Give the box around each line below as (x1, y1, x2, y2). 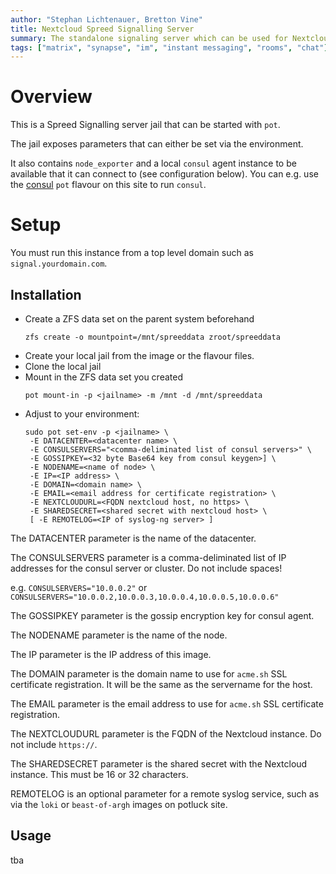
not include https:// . (10, 738, 98, 750)
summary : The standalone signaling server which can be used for (10, 33, 288, 43)
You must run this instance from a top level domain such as (10, 247, 254, 259)
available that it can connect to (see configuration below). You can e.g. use (10, 168, 319, 180)
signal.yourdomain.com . (10, 257, 108, 270)
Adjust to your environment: (24, 407, 140, 420)
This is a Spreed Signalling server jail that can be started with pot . (10, 119, 281, 131)
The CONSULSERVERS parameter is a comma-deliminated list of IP (10, 551, 287, 563)
